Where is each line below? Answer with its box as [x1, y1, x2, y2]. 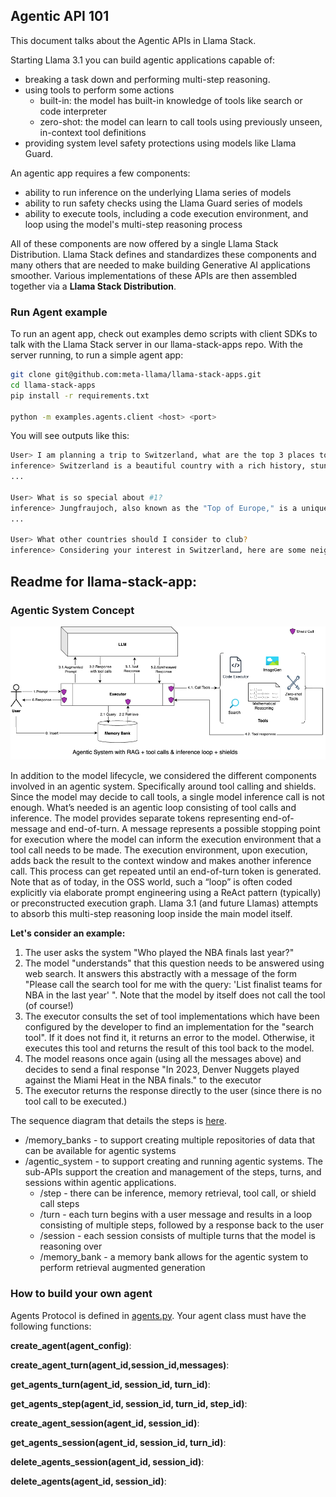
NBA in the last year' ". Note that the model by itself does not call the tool [24, 989, 326, 1001]
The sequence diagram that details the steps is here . [10, 1115, 227, 1127]
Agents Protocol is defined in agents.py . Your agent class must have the [10, 1309, 307, 1321]
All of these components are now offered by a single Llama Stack [10, 237, 279, 249]
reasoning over [39, 1240, 103, 1253]
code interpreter [39, 105, 108, 117]
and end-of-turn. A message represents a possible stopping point [49, 823, 321, 835]
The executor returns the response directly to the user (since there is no [24, 1085, 322, 1097]
